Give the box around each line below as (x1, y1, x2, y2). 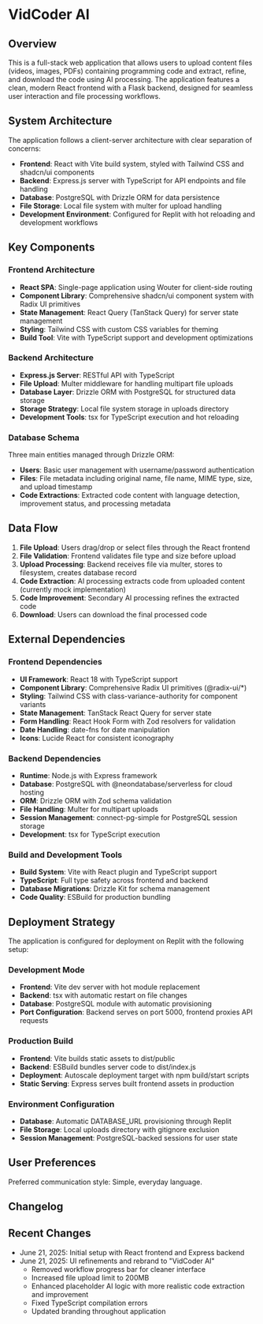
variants (19, 699, 46, 709)
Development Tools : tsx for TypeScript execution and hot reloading (19, 412, 239, 422)
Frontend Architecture (8, 265, 95, 276)
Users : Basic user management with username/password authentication (19, 465, 254, 475)
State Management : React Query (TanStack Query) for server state (19, 307, 239, 317)
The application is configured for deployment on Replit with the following (8, 936, 244, 946)
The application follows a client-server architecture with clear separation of (8, 135, 253, 145)
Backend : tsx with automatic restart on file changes (19, 991, 187, 1000)
